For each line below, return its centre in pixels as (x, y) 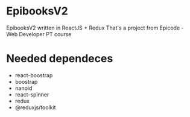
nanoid (24, 88)
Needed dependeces (60, 59)
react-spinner (32, 94)
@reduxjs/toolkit (35, 107)
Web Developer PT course (39, 34)
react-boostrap (34, 75)
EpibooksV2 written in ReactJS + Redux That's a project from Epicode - (95, 28)
